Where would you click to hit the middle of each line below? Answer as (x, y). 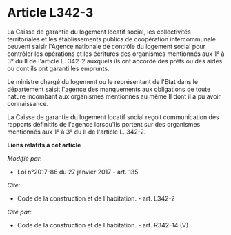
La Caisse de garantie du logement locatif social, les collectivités (99, 32)
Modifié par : (25, 158)
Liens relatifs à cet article (44, 145)
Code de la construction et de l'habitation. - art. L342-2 (96, 198)
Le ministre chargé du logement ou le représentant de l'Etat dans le (103, 81)
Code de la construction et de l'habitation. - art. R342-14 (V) (103, 225)
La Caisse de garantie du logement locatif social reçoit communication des (113, 117)
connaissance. (28, 103)
